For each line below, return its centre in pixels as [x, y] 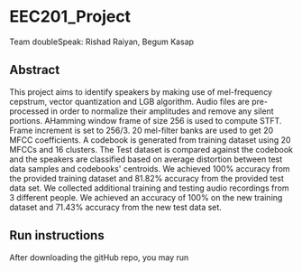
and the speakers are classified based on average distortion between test [146, 159]
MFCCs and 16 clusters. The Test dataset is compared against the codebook [151, 149]
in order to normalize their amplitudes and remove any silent [162, 111]
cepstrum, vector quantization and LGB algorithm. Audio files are [129, 101]
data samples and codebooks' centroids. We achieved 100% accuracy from [150, 168]
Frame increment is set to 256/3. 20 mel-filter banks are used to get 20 [142, 130]
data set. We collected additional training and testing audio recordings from [149, 188]
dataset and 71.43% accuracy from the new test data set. [116, 207]
